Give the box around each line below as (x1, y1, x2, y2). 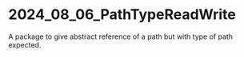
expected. (8, 40, 42, 49)
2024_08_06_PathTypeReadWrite (8, 6, 236, 24)
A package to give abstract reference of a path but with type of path (8, 32, 234, 41)
